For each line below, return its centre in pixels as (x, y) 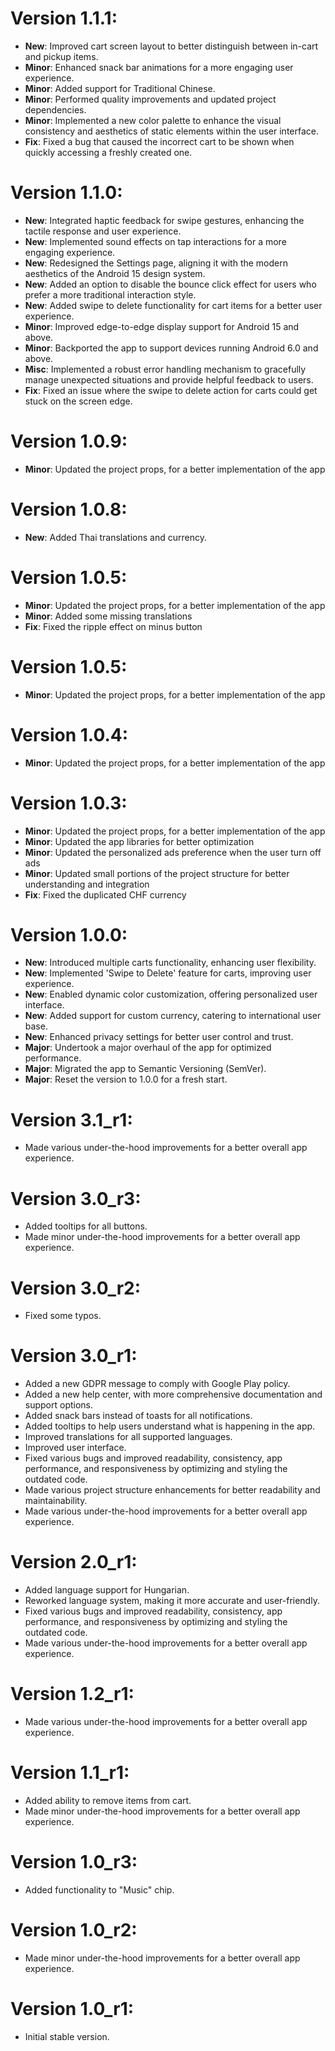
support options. (59, 1405)
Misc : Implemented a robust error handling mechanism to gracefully (165, 369)
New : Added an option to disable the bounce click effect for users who (170, 284)
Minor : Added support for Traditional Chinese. (120, 88)
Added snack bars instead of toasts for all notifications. (138, 1416)
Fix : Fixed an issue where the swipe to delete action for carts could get (171, 390)
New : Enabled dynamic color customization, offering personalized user (171, 994)
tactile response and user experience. (103, 231)
